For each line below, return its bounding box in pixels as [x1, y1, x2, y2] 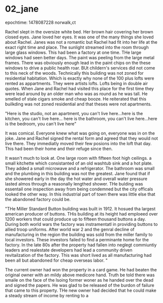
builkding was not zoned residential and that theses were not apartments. [5, 101, 152, 107]
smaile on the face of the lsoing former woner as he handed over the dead [5, 277, 154, 283]
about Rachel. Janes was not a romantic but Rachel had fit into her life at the [5, 39, 158, 45]
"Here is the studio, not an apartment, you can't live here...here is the [5, 110, 143, 116]
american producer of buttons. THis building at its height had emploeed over [5, 211, 158, 217]
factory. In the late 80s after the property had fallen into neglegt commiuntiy [5, 242, 157, 248]
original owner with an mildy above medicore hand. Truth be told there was [5, 272, 155, 278]
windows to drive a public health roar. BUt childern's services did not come [5, 65, 155, 71]
